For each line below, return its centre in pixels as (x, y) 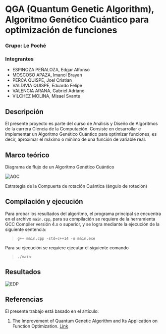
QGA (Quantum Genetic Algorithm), (80, 9)
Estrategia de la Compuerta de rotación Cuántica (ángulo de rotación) (76, 186)
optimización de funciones (61, 30)
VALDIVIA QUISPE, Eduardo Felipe (47, 86)
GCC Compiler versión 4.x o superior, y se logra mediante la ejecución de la (83, 224)
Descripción (24, 112)
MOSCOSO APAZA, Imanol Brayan (47, 75)
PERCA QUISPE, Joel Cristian (42, 80)
